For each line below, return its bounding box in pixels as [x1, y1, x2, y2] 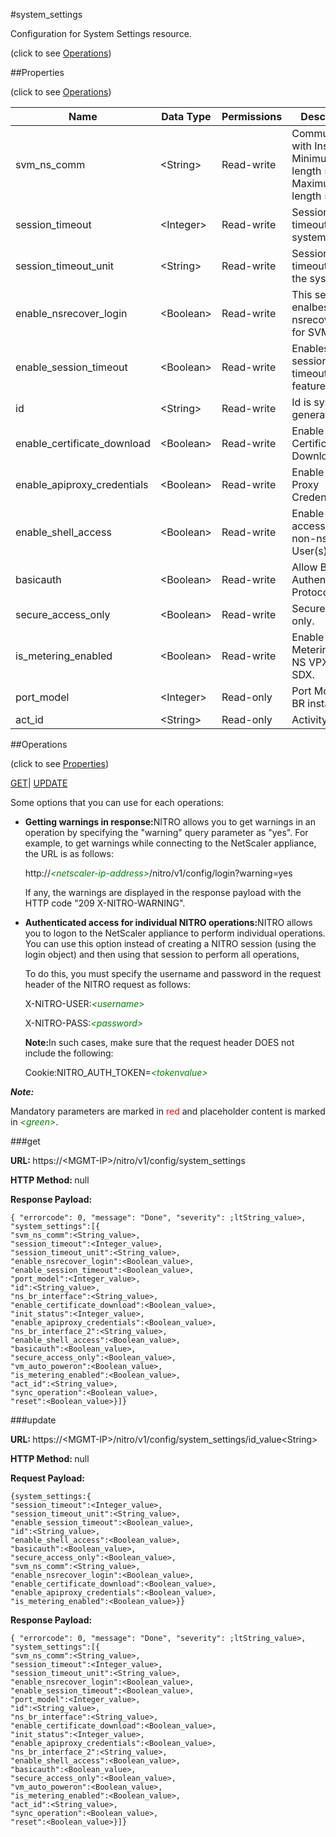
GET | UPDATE [10, 777, 68, 789]
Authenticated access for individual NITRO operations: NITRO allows [24, 917, 313, 928]
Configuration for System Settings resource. [10, 28, 192, 39]
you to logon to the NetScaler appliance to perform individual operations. [24, 927, 326, 939]
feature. [291, 379, 329, 393]
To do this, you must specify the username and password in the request [24, 968, 322, 979]
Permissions [221, 110, 283, 123]
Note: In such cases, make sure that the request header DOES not [24, 1037, 295, 1048]
